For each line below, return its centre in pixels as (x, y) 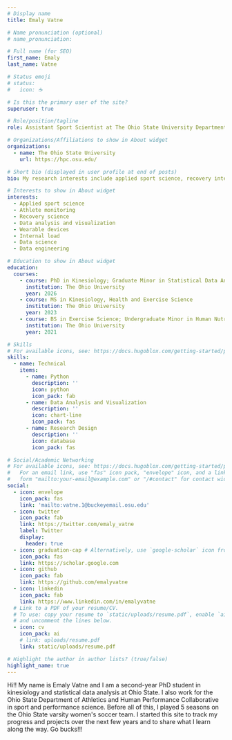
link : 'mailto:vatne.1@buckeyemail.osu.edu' (85, 505)
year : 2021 (41, 332)
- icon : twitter (37, 512)
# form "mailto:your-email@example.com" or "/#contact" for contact (111, 479)
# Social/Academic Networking (51, 460)
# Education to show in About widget (61, 261)
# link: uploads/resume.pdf (60, 640)
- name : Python (47, 377)
